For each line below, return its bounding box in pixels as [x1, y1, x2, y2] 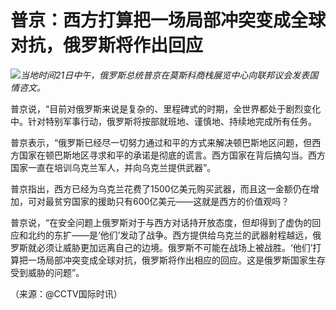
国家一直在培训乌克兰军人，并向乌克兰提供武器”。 [10, 161, 217, 173]
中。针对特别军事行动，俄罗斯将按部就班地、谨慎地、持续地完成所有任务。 [10, 115, 317, 127]
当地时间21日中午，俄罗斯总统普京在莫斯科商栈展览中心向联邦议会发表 [20, 69, 310, 81]
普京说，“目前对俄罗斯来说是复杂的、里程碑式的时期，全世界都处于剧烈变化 [10, 102, 322, 115]
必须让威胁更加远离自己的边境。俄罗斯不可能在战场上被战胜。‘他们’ [36, 241, 313, 253]
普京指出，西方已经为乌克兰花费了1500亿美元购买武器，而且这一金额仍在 [10, 182, 311, 195]
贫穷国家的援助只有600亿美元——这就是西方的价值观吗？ [53, 195, 290, 207]
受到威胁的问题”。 [10, 266, 85, 278]
